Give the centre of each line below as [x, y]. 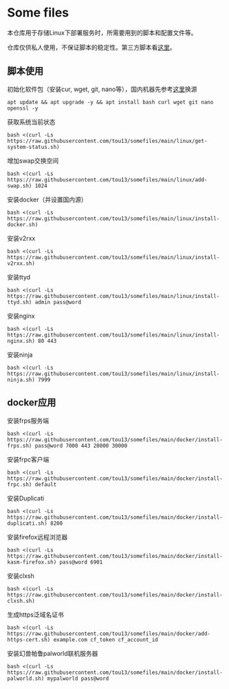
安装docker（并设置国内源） [47, 199]
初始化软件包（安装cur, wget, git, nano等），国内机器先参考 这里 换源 [102, 89]
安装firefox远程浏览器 [37, 537]
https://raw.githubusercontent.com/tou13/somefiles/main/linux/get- [107, 141]
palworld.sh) [26, 678]
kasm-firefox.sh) [32, 562]
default [46, 484]
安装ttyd [19, 277]
